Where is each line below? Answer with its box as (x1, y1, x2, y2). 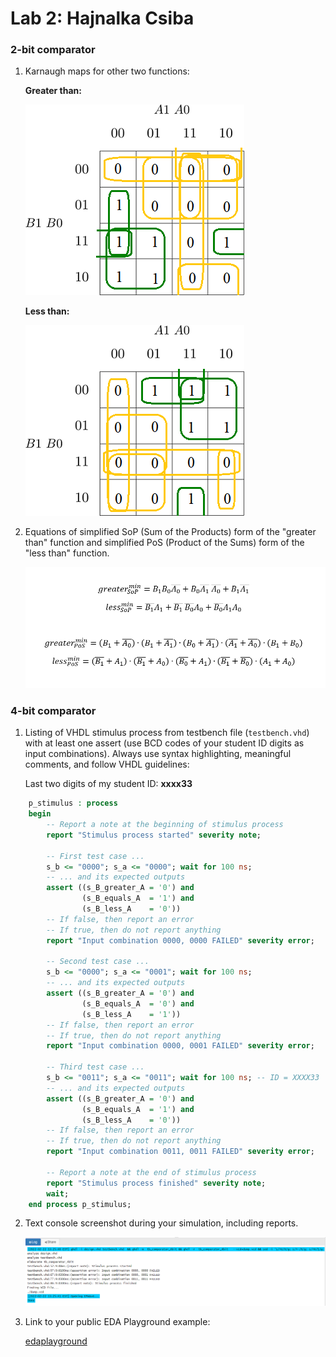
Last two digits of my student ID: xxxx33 (24, 778, 193, 790)
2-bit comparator (10, 43, 96, 57)
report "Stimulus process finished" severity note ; (46, 1178, 267, 1188)
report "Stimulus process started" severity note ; (46, 830, 262, 840)
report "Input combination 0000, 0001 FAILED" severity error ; (46, 1041, 315, 1051)
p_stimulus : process (28, 798, 118, 809)
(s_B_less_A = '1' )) (81, 1009, 182, 1019)
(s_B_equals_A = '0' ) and (81, 998, 195, 1009)
